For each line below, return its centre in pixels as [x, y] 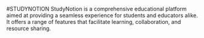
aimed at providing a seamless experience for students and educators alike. [102, 15]
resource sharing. [29, 28]
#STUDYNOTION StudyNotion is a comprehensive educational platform [97, 9]
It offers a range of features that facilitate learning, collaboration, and [94, 22]
